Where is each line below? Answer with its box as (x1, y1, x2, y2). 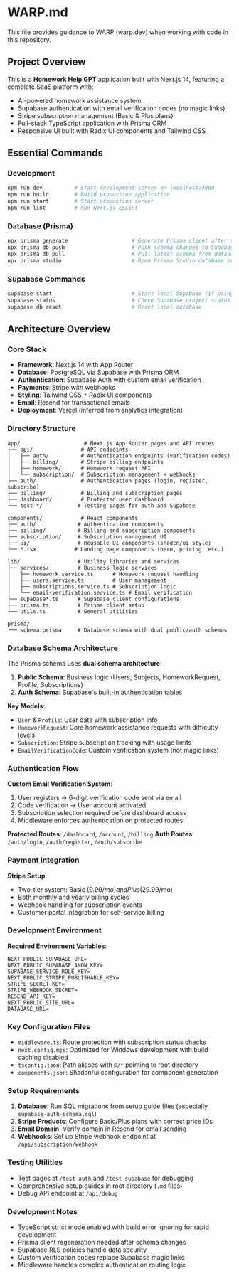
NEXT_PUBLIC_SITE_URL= (7, 999, 75, 1006)
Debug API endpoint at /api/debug (17, 1189, 118, 1197)
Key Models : (7, 701, 45, 710)
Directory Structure (7, 424, 76, 434)
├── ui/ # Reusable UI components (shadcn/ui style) (7, 539, 212, 546)
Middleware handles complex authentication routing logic (17, 1260, 186, 1270)
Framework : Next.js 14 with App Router (17, 361, 134, 369)
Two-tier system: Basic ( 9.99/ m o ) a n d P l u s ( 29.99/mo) (17, 885, 173, 893)
